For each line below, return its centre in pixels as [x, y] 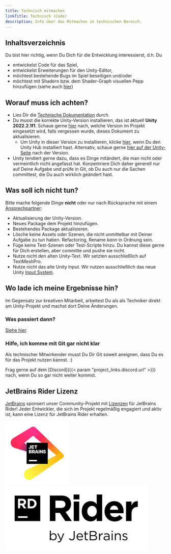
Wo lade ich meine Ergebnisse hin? [62, 288]
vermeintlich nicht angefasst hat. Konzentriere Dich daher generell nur [86, 164]
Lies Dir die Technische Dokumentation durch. [61, 115]
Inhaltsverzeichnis [35, 43]
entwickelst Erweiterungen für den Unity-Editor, [63, 70]
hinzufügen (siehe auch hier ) [43, 87]
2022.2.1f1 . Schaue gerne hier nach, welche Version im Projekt [79, 126]
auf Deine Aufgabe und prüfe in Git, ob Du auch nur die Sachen [79, 169]
